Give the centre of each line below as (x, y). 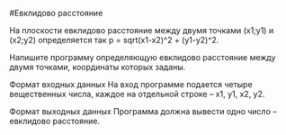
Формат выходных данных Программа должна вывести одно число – (143, 111)
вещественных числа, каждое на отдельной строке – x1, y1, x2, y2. (137, 94)
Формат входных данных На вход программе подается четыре (131, 84)
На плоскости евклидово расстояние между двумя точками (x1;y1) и (142, 30)
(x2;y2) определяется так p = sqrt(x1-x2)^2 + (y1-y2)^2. (114, 40)
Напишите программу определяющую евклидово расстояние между (143, 57)
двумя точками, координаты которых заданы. (98, 67)
